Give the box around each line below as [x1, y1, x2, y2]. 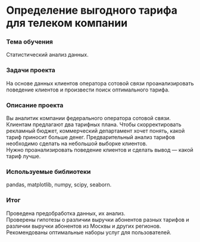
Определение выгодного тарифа [6, 4, 177, 17]
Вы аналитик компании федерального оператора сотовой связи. [6, 115, 171, 122]
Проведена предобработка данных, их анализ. [6, 210, 126, 217]
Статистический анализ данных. [6, 51, 89, 59]
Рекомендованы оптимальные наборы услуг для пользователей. [6, 228, 171, 236]
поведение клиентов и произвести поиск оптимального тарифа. [6, 86, 170, 93]
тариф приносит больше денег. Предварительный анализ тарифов [6, 134, 176, 141]
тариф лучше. [6, 153, 41, 160]
